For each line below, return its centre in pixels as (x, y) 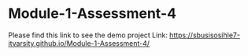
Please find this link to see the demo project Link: (88, 35)
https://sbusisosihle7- (204, 35)
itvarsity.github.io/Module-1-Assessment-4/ (79, 43)
